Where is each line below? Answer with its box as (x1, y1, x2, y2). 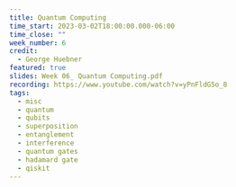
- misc (17, 96, 42, 106)
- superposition (17, 122, 78, 131)
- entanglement (17, 130, 75, 139)
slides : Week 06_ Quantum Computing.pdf (9, 72, 164, 81)
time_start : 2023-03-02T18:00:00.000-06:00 (9, 22, 176, 31)
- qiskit (17, 164, 50, 173)
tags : (9, 88, 30, 97)
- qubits (17, 113, 50, 122)
